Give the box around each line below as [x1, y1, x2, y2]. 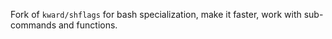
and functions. [58, 19, 118, 31]
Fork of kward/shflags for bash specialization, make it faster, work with [10, 9, 302, 20]
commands [10, 19, 57, 31]
